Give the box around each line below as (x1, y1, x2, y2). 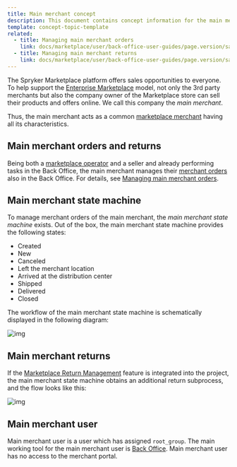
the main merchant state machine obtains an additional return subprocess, (7, 376, 224, 385)
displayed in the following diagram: (7, 316, 109, 324)
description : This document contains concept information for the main (7, 17, 222, 24)
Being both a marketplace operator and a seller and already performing (7, 158, 214, 167)
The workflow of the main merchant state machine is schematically (7, 309, 202, 317)
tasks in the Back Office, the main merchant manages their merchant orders (7, 166, 228, 175)
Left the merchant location (17, 265, 95, 273)
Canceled (17, 257, 46, 265)
